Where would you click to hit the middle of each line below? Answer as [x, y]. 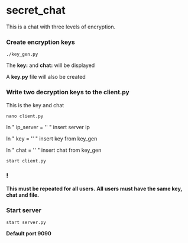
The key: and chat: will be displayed [51, 65]
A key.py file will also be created [46, 77]
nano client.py [25, 116]
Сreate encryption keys [40, 42]
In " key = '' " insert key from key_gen [52, 138]
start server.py [26, 223]
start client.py [26, 161]
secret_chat [36, 10]
